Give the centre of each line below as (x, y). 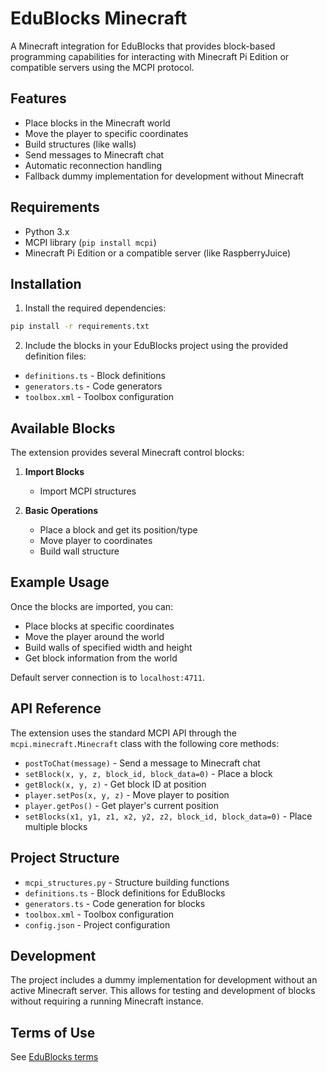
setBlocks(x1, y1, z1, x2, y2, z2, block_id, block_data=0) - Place (168, 816)
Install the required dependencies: (95, 308)
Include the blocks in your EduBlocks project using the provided (156, 346)
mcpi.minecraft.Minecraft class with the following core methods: (145, 743)
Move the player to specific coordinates (106, 133)
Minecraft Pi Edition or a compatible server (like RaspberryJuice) (158, 253)
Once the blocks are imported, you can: (92, 606)
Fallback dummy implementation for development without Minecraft (164, 176)
